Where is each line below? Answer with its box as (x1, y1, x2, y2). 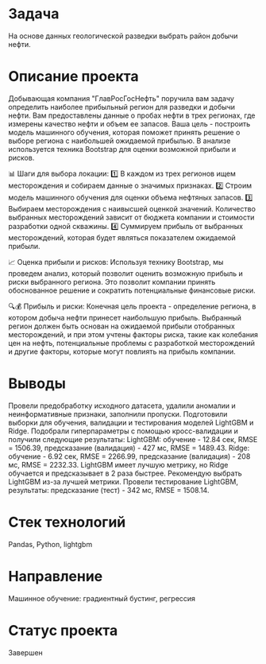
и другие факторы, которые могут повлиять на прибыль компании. (8, 347, 236, 356)
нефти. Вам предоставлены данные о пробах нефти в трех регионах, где (8, 111, 256, 120)
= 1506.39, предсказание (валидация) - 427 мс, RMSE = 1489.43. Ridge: (8, 443, 250, 452)
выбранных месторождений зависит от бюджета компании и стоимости (8, 212, 255, 222)
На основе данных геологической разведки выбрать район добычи (8, 31, 238, 41)
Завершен (8, 647, 44, 657)
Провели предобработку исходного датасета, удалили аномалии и (8, 401, 236, 410)
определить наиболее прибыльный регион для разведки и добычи (8, 102, 236, 111)
